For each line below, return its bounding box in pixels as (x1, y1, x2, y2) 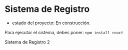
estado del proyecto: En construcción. (11, 20, 91, 26)
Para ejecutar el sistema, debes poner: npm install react (4, 29, 123, 35)
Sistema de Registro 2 (4, 39, 50, 45)
